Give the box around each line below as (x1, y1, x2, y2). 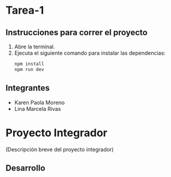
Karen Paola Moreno (14, 99, 65, 106)
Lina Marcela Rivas (14, 105, 61, 112)
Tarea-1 (5, 4, 44, 17)
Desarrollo (5, 163, 45, 173)
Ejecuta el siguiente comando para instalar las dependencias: (14, 49, 166, 57)
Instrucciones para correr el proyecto (5, 27, 148, 38)
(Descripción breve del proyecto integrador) (5, 145, 114, 153)
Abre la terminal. (14, 43, 55, 50)
